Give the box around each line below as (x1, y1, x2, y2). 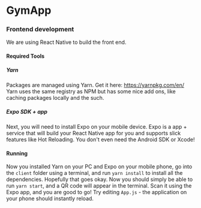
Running (6, 150, 28, 157)
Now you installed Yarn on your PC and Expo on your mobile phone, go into (6, 163, 193, 170)
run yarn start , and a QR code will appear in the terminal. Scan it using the (6, 182, 192, 189)
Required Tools (6, 52, 45, 60)
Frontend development (6, 25, 74, 34)
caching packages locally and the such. (6, 94, 104, 102)
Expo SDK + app (6, 108, 48, 115)
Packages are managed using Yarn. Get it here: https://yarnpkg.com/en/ (6, 82, 185, 89)
